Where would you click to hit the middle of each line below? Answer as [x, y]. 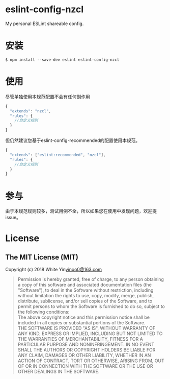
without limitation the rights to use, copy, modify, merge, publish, [86, 296]
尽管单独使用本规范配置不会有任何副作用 [48, 97]
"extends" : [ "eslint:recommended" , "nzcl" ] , [58, 155]
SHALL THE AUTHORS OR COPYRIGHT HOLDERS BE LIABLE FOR [87, 350]
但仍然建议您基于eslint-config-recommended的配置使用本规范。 [73, 140]
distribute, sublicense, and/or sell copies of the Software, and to [85, 301]
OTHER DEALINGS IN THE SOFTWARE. [59, 372]
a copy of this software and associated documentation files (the [84, 285]
